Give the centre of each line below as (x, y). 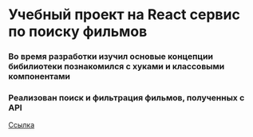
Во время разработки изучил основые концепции (111, 57)
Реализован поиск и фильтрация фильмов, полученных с (126, 98)
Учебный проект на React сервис (125, 15)
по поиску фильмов (78, 31)
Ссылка (22, 125)
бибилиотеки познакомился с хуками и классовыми (117, 67)
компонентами (39, 76)
